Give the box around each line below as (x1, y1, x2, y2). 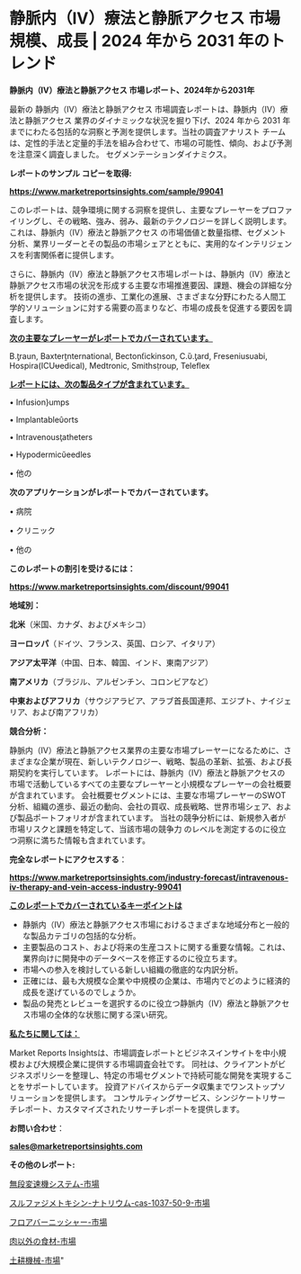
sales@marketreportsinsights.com (9, 1140, 144, 1152)
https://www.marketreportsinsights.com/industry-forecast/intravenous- (9, 872, 289, 883)
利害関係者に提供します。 (24, 249, 120, 260)
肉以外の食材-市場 (9, 1235, 76, 1246)
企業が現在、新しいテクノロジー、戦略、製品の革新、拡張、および (40, 756, 285, 767)
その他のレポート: (9, 1159, 75, 1170)
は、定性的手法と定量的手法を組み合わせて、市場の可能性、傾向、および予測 (9, 137, 293, 148)
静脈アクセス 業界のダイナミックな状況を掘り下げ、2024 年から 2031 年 (24, 114, 291, 126)
